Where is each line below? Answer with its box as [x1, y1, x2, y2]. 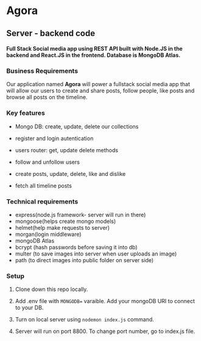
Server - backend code [6, 28, 96, 38]
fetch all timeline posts [15, 182, 72, 189]
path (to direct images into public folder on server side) [15, 257, 154, 264]
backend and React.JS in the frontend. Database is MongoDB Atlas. [6, 51, 181, 59]
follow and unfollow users [15, 158, 80, 166]
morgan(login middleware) [15, 230, 82, 238]
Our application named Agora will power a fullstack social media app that [6, 81, 190, 88]
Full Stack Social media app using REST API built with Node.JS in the [6, 45, 183, 53]
